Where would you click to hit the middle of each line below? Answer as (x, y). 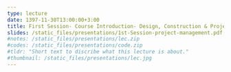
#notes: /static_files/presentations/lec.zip (73, 39)
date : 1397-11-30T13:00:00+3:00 (53, 20)
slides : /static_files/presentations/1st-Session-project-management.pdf (115, 33)
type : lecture (27, 13)
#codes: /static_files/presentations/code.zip (75, 45)
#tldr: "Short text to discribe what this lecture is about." (98, 52)
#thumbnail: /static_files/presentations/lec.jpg (80, 58)
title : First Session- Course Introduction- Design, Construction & (107, 26)
